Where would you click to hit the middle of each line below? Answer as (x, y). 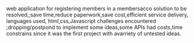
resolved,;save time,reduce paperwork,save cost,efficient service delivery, (97, 15)
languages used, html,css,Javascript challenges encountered (81, 21)
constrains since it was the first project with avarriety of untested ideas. (94, 34)
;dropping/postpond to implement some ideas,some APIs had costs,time (94, 27)
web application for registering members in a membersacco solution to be (96, 9)
